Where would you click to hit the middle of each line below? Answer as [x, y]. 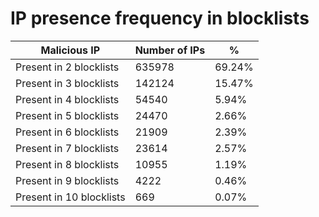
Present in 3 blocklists [67, 83]
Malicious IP [70, 50]
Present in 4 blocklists [67, 99]
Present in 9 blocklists [67, 180]
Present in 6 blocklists [67, 132]
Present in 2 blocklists [67, 67]
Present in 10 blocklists [70, 197]
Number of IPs [170, 50]
